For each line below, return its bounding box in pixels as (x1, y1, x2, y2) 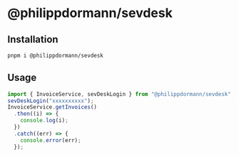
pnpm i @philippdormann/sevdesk (7, 52, 103, 59)
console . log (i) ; (20, 117, 69, 124)
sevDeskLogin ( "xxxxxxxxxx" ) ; (7, 97, 94, 104)
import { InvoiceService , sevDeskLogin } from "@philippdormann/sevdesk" (7, 90, 232, 97)
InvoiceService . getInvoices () (7, 104, 98, 111)
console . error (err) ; (20, 136, 81, 144)
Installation (7, 33, 59, 45)
